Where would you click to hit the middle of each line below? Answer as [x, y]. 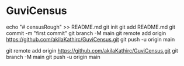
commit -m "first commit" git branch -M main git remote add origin [86, 33]
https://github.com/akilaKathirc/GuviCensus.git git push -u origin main [91, 39]
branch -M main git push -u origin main [53, 57]
